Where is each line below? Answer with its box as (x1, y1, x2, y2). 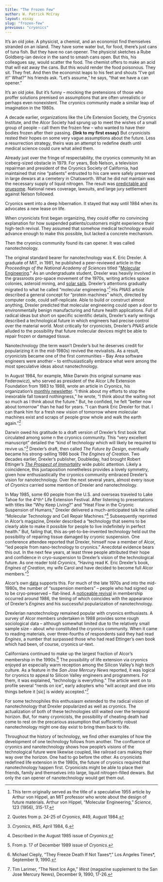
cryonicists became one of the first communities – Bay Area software (5, 353, 143, 358)
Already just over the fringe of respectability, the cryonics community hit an (5, 155, 156, 161)
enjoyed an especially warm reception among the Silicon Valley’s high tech (5, 662, 154, 668)
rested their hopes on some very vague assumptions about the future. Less (5, 135, 156, 141)
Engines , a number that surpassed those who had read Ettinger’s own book (5, 636, 155, 642)
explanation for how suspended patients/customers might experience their (5, 220, 154, 226)
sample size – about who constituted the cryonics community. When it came (5, 626, 158, 632)
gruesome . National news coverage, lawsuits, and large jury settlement (5, 186, 147, 192)
